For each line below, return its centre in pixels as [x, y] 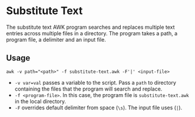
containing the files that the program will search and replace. [88, 89]
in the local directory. [40, 101]
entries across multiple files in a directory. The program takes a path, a [92, 33]
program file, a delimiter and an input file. [56, 39]
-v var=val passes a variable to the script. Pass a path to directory [95, 82]
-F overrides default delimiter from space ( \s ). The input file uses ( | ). [98, 108]
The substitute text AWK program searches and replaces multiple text [90, 27]
